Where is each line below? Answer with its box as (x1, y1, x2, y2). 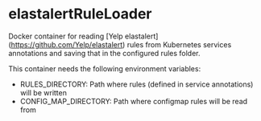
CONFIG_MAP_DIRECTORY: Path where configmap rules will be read (19, 96, 248, 106)
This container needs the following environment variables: (8, 63, 201, 73)
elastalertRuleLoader (8, 5, 152, 23)
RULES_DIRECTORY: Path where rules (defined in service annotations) (19, 79, 254, 89)
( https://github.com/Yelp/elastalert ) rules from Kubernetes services (8, 39, 232, 49)
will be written (19, 87, 67, 97)
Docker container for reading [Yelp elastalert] (8, 31, 159, 41)
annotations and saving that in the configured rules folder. (8, 48, 201, 58)
